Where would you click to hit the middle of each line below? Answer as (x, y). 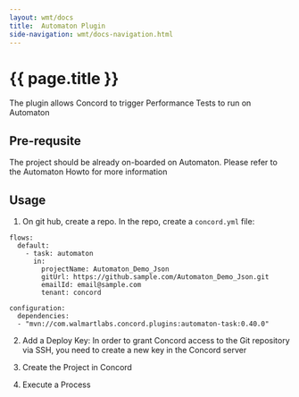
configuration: (37, 308)
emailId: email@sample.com (91, 284)
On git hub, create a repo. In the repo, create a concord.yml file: (138, 221)
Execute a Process (56, 384)
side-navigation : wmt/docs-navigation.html (91, 34)
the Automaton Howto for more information (88, 172)
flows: (21, 238)
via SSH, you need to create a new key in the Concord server (134, 350)
